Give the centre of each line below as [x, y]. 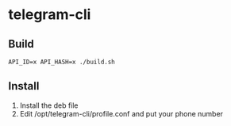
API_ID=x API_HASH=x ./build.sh [62, 62]
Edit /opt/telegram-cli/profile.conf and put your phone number [121, 113]
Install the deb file [49, 105]
